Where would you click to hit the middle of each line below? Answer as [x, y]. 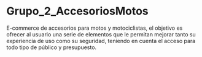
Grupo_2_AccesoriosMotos [77, 11]
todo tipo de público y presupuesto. [52, 47]
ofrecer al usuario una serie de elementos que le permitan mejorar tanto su [101, 34]
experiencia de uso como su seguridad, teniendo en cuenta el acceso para [101, 41]
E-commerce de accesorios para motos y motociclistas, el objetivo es [95, 28]
